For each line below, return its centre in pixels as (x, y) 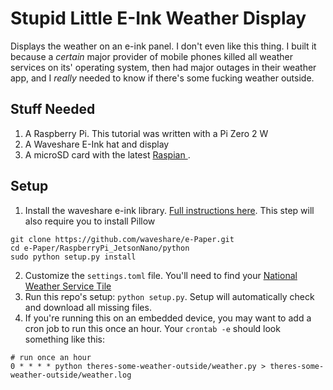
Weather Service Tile (68, 286)
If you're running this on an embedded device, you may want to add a (168, 318)
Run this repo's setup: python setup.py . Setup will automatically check (169, 296)
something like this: (64, 339)
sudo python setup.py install (73, 257)
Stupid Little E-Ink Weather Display (158, 18)
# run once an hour (51, 357)
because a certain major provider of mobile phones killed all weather (151, 56)
